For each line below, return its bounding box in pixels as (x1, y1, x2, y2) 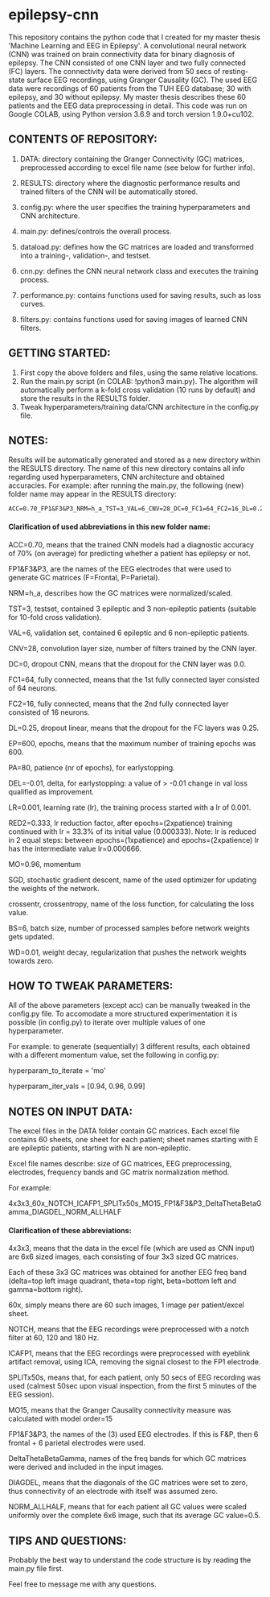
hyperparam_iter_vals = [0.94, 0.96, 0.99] (8, 1081, 146, 1091)
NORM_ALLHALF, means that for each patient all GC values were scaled (8, 1502, 247, 1512)
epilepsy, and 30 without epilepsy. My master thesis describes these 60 (8, 92, 247, 101)
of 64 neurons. (8, 683, 58, 693)
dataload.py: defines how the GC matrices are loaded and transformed (19, 241, 255, 251)
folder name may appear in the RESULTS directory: (8, 489, 177, 499)
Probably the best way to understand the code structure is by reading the (8, 1555, 252, 1565)
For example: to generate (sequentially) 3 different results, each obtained (8, 1042, 251, 1051)
